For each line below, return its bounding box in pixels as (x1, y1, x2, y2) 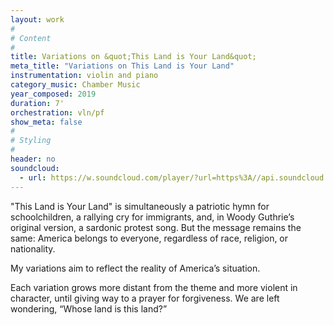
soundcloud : (10, 163, 60, 173)
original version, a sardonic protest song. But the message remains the (10, 221, 302, 233)
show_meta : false (10, 117, 83, 127)
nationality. (10, 242, 56, 255)
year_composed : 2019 (10, 89, 97, 99)
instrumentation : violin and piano (10, 71, 159, 81)
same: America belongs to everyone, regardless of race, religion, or (10, 232, 289, 244)
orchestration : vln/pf (10, 107, 105, 118)
